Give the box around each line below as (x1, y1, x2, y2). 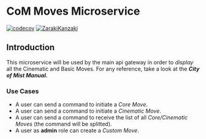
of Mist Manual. (6, 72, 48, 79)
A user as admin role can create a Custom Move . (15, 127, 139, 134)
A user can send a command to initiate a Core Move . (15, 101, 148, 108)
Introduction (6, 42, 55, 53)
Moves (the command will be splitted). (15, 121, 112, 128)
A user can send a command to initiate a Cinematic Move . (15, 107, 161, 115)
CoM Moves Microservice (6, 4, 140, 18)
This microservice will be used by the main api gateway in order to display (6, 58, 194, 66)
